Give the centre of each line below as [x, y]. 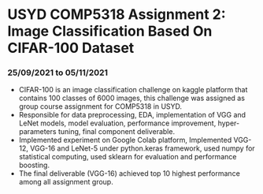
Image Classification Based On [110, 31]
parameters [37, 132]
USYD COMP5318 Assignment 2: [117, 15]
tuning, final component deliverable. [116, 132]
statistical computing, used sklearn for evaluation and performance [128, 157]
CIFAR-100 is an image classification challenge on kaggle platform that [133, 90]
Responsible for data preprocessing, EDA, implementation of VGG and [132, 115]
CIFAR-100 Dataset [71, 48]
